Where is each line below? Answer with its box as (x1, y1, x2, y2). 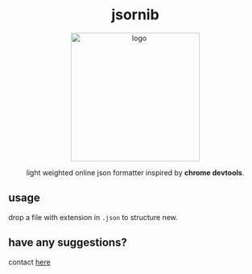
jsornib (111, 6, 159, 24)
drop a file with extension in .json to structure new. (8, 212, 179, 222)
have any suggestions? (8, 235, 127, 250)
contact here (8, 257, 51, 267)
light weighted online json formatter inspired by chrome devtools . (26, 167, 245, 178)
